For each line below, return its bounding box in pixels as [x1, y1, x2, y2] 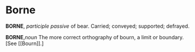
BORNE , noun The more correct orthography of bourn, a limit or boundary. [5, 34, 184, 40]
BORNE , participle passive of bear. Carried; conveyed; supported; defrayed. [5, 23, 190, 29]
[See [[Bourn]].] [5, 40, 44, 47]
